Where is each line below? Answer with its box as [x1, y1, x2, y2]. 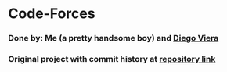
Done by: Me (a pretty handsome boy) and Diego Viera [8, 33, 219, 44]
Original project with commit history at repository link [8, 54, 216, 65]
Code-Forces [8, 5, 95, 23]
